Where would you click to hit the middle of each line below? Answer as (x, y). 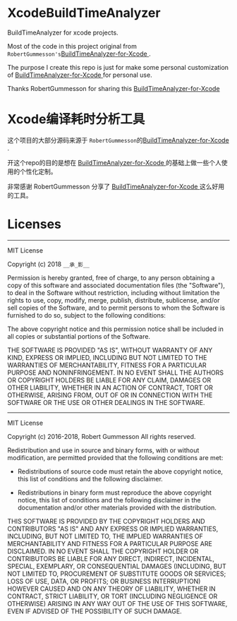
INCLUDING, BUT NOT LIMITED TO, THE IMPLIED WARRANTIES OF (105, 536)
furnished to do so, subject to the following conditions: (86, 315)
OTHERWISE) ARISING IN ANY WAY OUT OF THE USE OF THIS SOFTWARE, (117, 603)
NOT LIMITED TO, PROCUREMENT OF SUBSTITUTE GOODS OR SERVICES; (117, 574)
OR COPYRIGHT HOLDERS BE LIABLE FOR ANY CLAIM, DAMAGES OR (109, 380)
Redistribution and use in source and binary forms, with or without (103, 450)
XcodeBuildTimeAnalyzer (84, 13)
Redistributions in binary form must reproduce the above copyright (114, 493)
